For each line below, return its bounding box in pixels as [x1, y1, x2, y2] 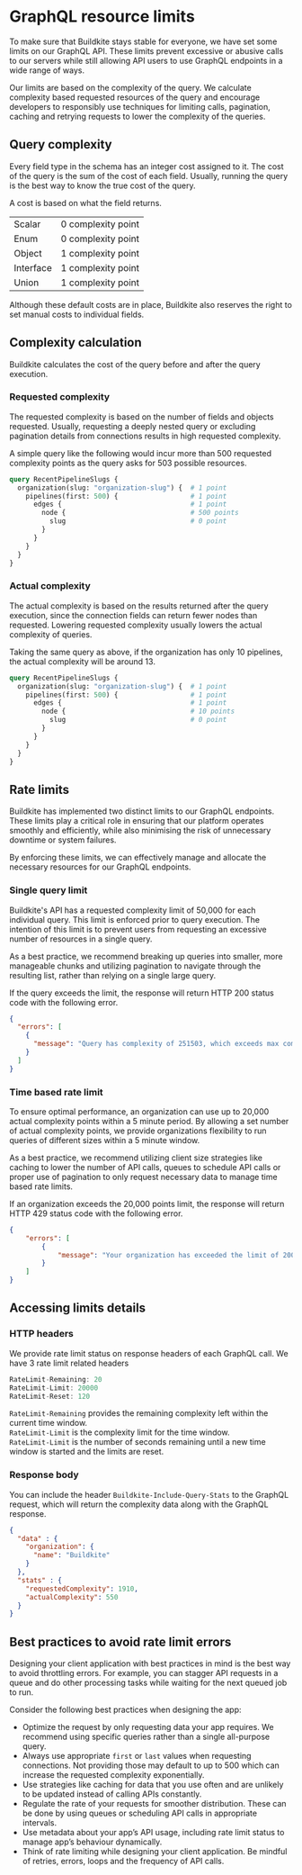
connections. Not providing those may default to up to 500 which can [22, 1760, 280, 1771]
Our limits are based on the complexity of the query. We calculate [9, 82, 252, 93]
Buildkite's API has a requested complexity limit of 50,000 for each [9, 905, 256, 915]
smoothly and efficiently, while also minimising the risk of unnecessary [9, 825, 271, 836]
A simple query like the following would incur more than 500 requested [9, 447, 272, 458]
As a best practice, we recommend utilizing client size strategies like [9, 1152, 263, 1163]
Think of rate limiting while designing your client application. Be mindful [22, 1846, 288, 1857]
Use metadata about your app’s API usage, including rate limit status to [22, 1827, 285, 1838]
